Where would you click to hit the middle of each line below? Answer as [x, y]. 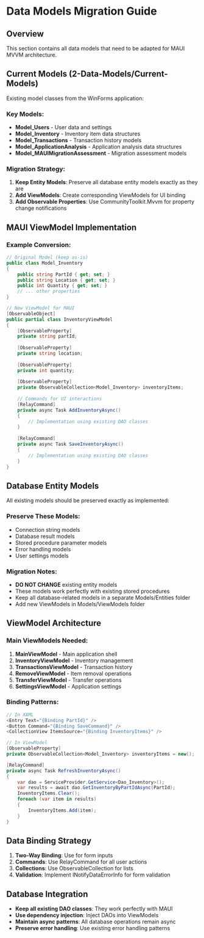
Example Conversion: [39, 245]
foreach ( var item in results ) [57, 799]
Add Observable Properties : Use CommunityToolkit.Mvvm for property [105, 202]
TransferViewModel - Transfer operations [68, 680]
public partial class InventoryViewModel [60, 319]
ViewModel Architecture [54, 623]
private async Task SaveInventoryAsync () [70, 444]
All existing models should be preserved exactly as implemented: [88, 501]
